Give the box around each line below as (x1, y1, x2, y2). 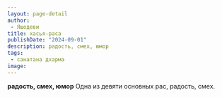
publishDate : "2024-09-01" (7, 37, 87, 44)
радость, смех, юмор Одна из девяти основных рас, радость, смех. (7, 82, 216, 90)
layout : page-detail (7, 10, 69, 18)
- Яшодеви (10, 23, 40, 30)
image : (7, 63, 27, 70)
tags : (7, 50, 23, 57)
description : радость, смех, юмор (7, 43, 110, 50)
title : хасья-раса (7, 30, 62, 37)
